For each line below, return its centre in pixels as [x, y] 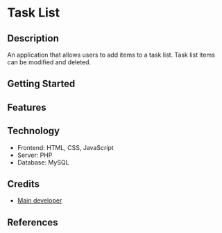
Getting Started [41, 84]
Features [27, 108]
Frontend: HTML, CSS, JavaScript [66, 147]
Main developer [40, 201]
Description [33, 38]
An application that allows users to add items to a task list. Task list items [111, 55]
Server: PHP [35, 155]
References [33, 222]
